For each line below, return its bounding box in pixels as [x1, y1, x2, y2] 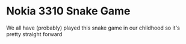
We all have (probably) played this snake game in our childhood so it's [6, 24, 181, 31]
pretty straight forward [6, 30, 63, 37]
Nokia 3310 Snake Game [6, 4, 131, 18]
